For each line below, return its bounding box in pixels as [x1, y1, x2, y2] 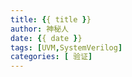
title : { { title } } [10, 14, 92, 25]
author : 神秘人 [10, 24, 69, 34]
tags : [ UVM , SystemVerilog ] [10, 42, 123, 53]
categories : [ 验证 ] [10, 52, 93, 62]
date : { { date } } [10, 33, 83, 43]
